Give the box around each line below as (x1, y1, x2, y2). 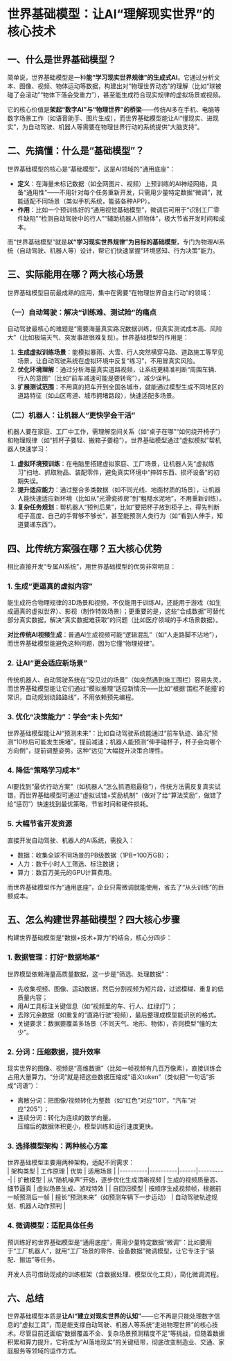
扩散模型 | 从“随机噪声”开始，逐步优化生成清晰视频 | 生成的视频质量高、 (17, 1176, 222, 1184)
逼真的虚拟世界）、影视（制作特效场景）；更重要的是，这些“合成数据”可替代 (12, 607, 225, 615)
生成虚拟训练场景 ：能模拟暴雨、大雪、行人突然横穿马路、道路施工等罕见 (17, 348, 224, 356)
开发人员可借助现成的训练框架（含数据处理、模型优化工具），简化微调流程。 (7, 1270, 223, 1278)
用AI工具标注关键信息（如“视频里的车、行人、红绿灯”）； (17, 1001, 178, 1010)
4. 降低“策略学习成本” (7, 765, 80, 775)
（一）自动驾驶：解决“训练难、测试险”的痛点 (7, 307, 157, 317)
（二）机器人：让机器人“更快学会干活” (7, 410, 136, 420)
